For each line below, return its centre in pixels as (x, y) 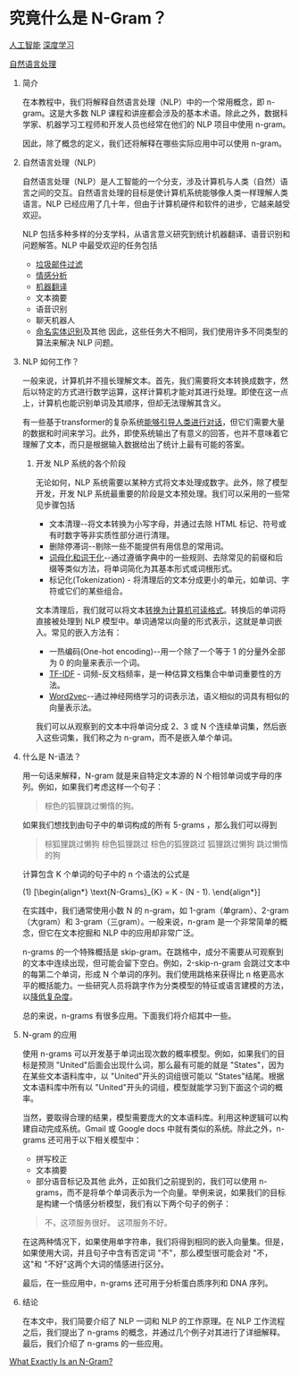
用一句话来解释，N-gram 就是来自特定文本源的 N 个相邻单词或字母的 (148, 775)
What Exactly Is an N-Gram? (61, 1361)
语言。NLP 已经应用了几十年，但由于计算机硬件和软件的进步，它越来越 (152, 203)
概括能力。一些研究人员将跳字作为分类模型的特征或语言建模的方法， (163, 985)
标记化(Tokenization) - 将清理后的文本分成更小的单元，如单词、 (165, 579)
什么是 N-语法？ (52, 756)
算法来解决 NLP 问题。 (77, 342)
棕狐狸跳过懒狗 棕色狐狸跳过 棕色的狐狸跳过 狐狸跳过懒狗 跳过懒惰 (166, 843)
